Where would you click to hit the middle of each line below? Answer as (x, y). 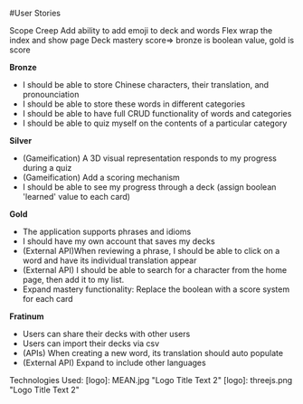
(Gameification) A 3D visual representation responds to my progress (150, 158)
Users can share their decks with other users (106, 334)
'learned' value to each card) (76, 197)
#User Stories (35, 13)
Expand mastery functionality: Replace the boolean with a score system (156, 289)
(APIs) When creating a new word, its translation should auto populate (152, 353)
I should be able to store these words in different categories (134, 104)
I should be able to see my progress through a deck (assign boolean (149, 187)
